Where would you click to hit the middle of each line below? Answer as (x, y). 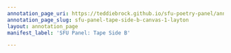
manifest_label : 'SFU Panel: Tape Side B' (69, 33)
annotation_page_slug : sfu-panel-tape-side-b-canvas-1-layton (98, 20)
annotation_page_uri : (38, 13)
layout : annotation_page (43, 26)
